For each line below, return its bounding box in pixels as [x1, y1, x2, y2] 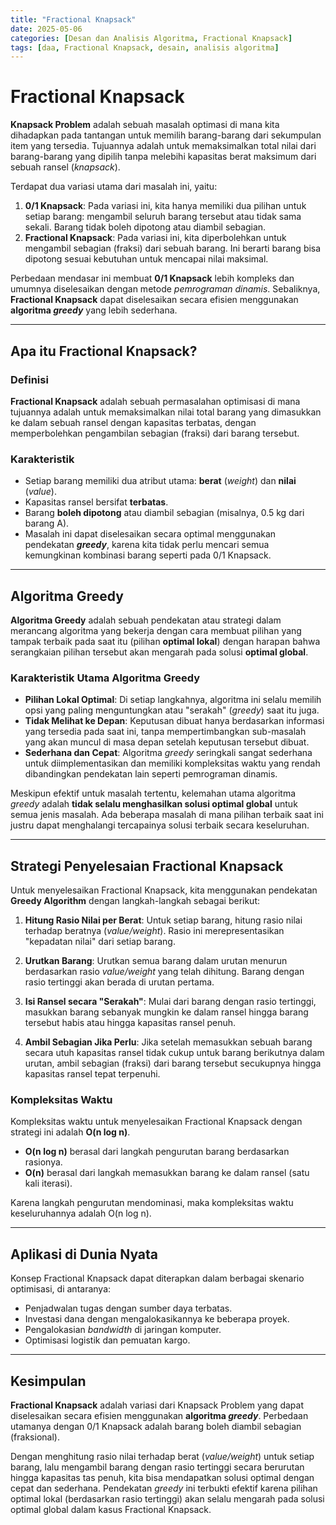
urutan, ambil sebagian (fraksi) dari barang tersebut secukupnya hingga [24, 1057, 322, 1070]
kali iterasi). [24, 1177, 73, 1190]
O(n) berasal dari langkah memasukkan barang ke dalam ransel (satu [24, 1167, 310, 1179]
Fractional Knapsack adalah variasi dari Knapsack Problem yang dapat [10, 1399, 304, 1411]
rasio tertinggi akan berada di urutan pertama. [24, 976, 215, 988]
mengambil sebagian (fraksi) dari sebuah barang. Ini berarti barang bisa [24, 242, 322, 255]
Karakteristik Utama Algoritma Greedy [10, 671, 201, 685]
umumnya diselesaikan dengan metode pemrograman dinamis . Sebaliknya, [10, 283, 321, 295]
